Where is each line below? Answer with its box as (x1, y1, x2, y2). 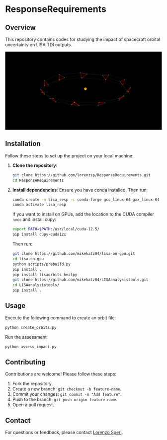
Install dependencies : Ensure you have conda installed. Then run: (12, 187, 148, 193)
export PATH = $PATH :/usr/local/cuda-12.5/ (12, 227, 100, 232)
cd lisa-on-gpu (12, 256, 44, 261)
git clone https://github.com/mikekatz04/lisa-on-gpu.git (12, 251, 135, 256)
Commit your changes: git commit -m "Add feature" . (12, 391, 122, 397)
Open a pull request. (12, 402, 55, 408)
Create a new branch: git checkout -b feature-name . (12, 386, 122, 392)
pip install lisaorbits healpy (12, 272, 78, 277)
